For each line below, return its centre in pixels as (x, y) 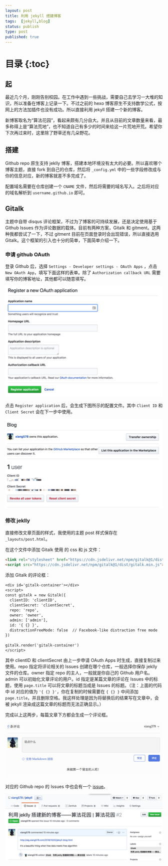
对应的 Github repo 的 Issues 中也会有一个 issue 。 (57, 786)
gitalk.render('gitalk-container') (42, 645)
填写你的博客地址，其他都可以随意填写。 (47, 279)
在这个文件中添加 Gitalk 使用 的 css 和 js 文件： (53, 550)
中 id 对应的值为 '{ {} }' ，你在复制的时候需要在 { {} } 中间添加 (72, 691)
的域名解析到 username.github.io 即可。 (46, 193)
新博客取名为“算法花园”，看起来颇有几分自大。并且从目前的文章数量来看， (82, 120)
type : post (16, 32)
